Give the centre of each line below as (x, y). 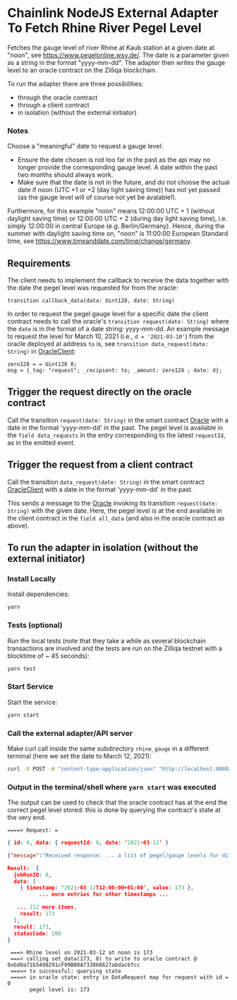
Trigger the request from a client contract (100, 465)
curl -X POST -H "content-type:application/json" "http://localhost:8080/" (121, 769)
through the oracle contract (57, 97)
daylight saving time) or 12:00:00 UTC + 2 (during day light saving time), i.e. (117, 219)
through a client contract (53, 105)
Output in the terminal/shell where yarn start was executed (112, 787)
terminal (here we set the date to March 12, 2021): (79, 756)
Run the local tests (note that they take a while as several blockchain (107, 641)
